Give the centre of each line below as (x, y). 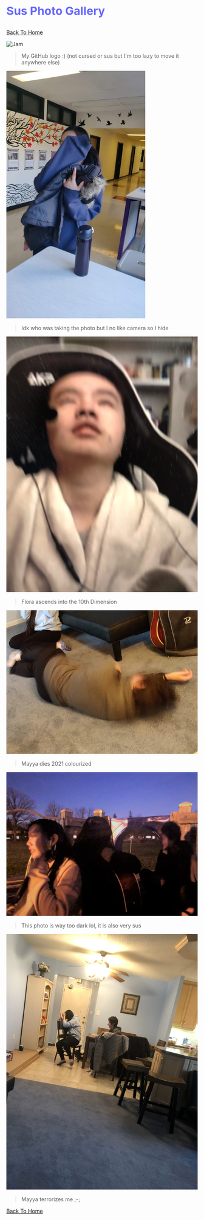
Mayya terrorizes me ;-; (51, 1199)
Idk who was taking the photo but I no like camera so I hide (95, 328)
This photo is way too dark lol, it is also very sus (81, 925)
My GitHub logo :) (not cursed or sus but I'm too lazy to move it (100, 56)
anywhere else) (40, 62)
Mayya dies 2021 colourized (56, 763)
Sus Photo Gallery (56, 11)
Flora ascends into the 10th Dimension (69, 602)
